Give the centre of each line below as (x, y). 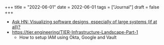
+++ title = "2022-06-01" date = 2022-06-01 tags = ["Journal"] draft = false (82, 7)
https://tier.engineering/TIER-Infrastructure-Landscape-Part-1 (75, 32)
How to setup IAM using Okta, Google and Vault (68, 37)
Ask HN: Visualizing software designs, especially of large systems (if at (84, 22)
